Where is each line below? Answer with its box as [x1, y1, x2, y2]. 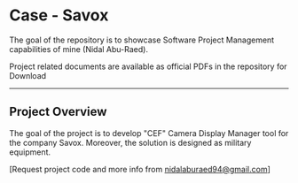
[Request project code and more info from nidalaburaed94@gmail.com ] [9, 164, 271, 174]
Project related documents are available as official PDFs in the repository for [9, 61, 287, 72]
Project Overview [9, 104, 107, 119]
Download [9, 70, 47, 80]
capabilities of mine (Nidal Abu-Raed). [9, 43, 149, 54]
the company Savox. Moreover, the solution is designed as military [9, 137, 252, 148]
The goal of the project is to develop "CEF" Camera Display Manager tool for [9, 127, 289, 138]
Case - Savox [9, 5, 109, 26]
